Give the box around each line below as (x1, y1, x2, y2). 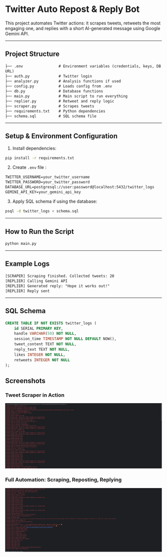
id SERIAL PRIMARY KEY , (14, 326, 64, 331)
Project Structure (5, 50, 60, 58)
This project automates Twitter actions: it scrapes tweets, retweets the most (5, 20, 161, 26)
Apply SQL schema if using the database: (12, 198, 97, 204)
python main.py (5, 241, 37, 246)
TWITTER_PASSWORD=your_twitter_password (5, 180, 90, 185)
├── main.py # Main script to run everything (5, 93, 128, 98)
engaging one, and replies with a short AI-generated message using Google (5, 25, 161, 31)
